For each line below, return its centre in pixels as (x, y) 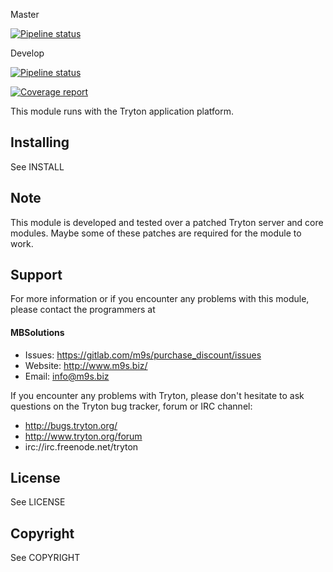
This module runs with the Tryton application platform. (122, 111)
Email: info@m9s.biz (67, 376)
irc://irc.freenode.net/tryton (81, 446)
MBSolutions (37, 333)
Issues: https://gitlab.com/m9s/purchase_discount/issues (143, 355)
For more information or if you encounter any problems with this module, (160, 299)
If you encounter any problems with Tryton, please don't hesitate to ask (157, 395)
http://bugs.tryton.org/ (71, 425)
